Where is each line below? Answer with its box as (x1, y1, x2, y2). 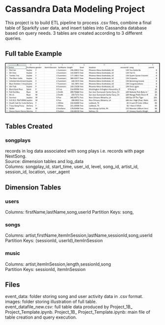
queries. (5, 35, 22, 41)
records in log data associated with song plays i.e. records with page (5, 148, 144, 154)
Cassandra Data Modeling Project (5, 3, 145, 15)
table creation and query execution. (5, 314, 77, 320)
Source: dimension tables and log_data (5, 159, 84, 164)
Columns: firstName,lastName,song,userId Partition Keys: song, (5, 209, 134, 215)
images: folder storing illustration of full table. (5, 298, 97, 305)
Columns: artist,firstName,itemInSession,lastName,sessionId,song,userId (5, 232, 153, 239)
